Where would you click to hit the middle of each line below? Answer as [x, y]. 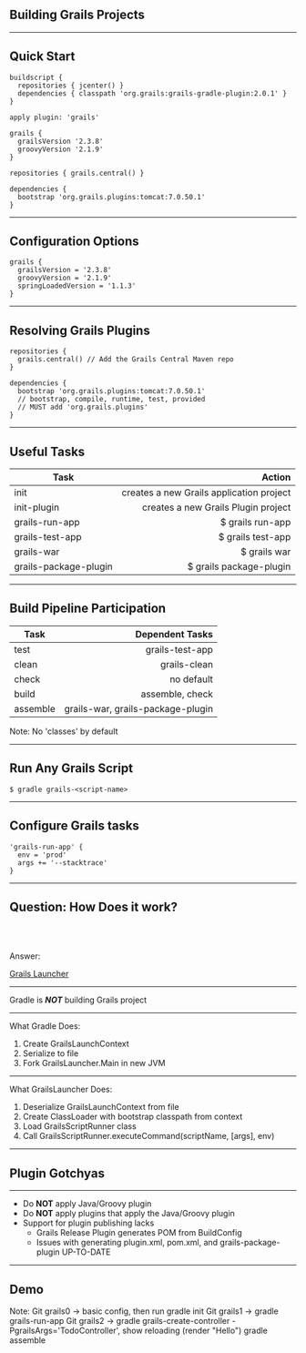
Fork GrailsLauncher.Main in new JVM [94, 1063]
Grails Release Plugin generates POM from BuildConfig [139, 1233]
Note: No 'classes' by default [64, 731]
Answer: [25, 956]
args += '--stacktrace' [62, 863]
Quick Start [42, 57]
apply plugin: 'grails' [55, 117]
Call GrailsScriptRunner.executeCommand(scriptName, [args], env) [148, 1136]
